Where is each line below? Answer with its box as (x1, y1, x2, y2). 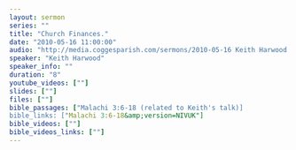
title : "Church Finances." (9, 29, 109, 38)
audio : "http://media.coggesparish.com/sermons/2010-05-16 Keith (9, 46, 255, 55)
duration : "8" (9, 71, 62, 79)
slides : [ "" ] (9, 86, 58, 95)
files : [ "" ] (9, 94, 53, 104)
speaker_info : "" (9, 63, 74, 71)
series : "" (9, 21, 50, 30)
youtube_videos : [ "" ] (9, 79, 90, 87)
